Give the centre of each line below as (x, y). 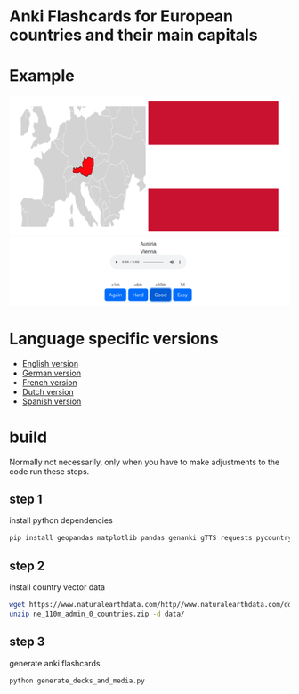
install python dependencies (61, 520)
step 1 (26, 499)
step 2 (27, 565)
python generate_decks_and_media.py (77, 681)
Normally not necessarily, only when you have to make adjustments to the (145, 462)
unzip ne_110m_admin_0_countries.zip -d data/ (97, 614)
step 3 (27, 642)
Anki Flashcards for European (121, 16)
